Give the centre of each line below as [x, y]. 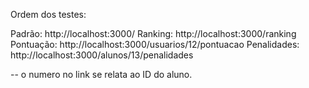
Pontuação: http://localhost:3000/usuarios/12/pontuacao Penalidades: [155, 44]
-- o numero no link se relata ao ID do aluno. [101, 74]
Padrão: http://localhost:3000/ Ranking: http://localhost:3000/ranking [153, 33]
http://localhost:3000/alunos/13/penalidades [102, 55]
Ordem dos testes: [48, 14]
